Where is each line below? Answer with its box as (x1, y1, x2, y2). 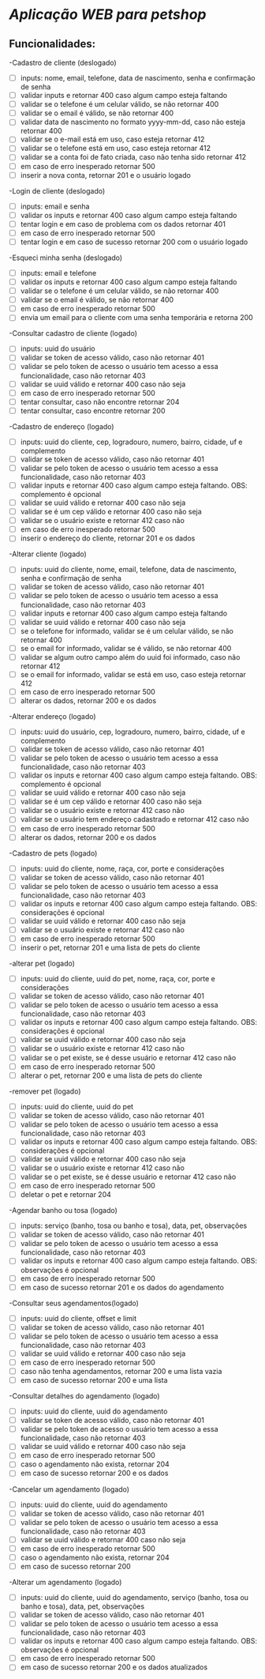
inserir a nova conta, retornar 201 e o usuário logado (20, 170, 192, 179)
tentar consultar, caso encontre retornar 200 (20, 405, 166, 416)
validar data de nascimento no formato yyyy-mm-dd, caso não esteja (20, 117, 245, 127)
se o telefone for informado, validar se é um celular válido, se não (20, 626, 233, 635)
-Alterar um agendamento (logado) (9, 1577, 122, 1587)
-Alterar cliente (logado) (9, 549, 88, 559)
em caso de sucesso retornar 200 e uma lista (20, 1376, 168, 1384)
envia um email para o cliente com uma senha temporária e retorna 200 (20, 313, 253, 322)
